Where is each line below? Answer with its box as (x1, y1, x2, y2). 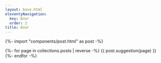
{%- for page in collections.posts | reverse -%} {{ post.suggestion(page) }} (5, 48, 157, 54)
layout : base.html (5, 7, 43, 12)
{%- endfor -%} (5, 53, 37, 59)
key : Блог (9, 16, 29, 21)
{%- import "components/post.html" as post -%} (5, 38, 104, 44)
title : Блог (5, 25, 29, 30)
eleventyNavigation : (5, 12, 47, 16)
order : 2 (9, 20, 27, 26)
